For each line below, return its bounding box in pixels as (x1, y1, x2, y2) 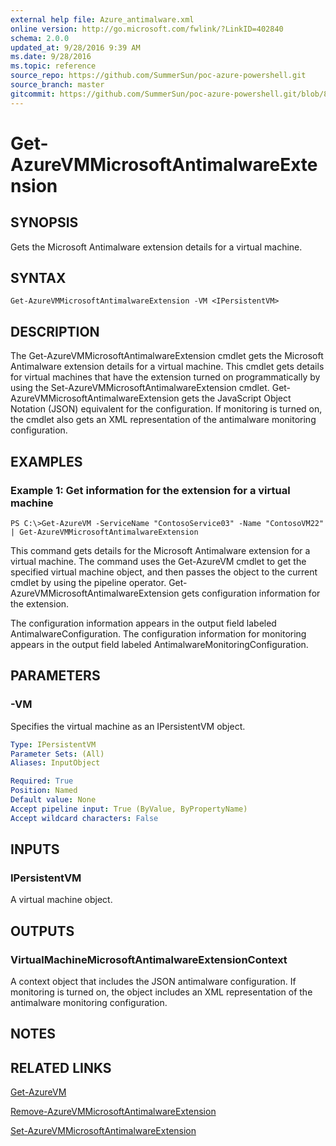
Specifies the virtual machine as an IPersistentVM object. (10, 720, 246, 732)
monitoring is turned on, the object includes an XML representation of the (10, 986, 313, 998)
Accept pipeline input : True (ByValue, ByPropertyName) (10, 804, 248, 814)
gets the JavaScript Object (181, 392, 292, 405)
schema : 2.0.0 (10, 33, 70, 43)
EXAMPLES (10, 453, 83, 470)
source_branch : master (10, 80, 105, 90)
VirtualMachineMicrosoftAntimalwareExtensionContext (10, 952, 288, 966)
